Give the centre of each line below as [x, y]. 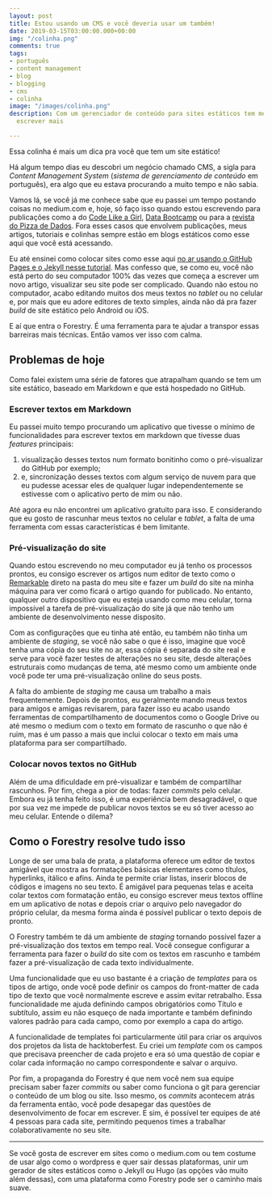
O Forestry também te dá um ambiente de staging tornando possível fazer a [135, 937]
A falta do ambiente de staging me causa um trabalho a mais [110, 691]
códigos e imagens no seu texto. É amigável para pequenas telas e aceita [131, 886]
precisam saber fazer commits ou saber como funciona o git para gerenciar [135, 1087]
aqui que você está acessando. [61, 243]
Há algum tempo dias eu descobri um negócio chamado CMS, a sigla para [133, 167]
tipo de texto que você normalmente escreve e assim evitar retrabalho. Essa [136, 996]
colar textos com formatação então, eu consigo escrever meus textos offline [136, 895]
